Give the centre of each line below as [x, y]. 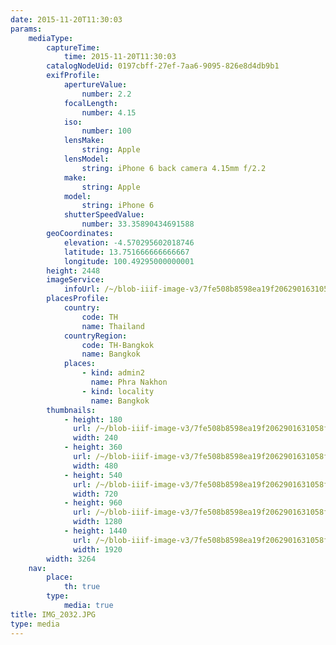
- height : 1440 [95, 531]
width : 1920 [98, 549]
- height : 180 [93, 419]
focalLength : [90, 103]
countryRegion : [95, 336]
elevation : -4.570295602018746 [129, 242]
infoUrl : [82, 289]
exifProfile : [73, 76]
